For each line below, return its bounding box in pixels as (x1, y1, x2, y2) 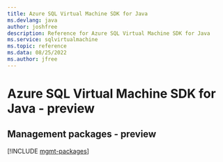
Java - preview (7, 101, 95, 116)
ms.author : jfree (7, 56, 58, 63)
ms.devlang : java (7, 17, 58, 24)
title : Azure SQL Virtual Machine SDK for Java (7, 10, 148, 17)
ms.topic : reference (7, 43, 68, 50)
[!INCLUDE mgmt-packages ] (7, 147, 89, 155)
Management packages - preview (7, 128, 157, 140)
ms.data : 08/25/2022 (7, 50, 68, 57)
